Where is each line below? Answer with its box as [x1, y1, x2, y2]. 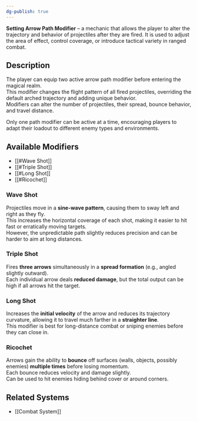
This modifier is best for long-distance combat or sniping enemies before [6, 322, 183, 329]
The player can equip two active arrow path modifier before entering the [6, 76, 181, 83]
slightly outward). [6, 270, 49, 277]
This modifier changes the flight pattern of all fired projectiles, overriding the [6, 89, 192, 96]
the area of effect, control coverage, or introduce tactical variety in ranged [6, 37, 186, 44]
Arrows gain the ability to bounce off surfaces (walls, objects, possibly [6, 356, 178, 364]
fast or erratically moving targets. [6, 223, 87, 230]
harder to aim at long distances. [6, 235, 84, 243]
